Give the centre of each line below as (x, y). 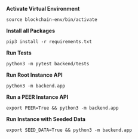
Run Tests (19, 53)
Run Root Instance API (34, 75)
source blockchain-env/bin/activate (52, 20)
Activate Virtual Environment (43, 9)
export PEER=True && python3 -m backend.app (62, 108)
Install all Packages (31, 31)
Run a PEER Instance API (37, 97)
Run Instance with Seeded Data (46, 119)
